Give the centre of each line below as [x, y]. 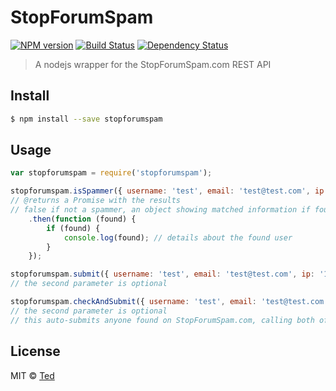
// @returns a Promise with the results [96, 201]
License [35, 351]
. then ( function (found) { [82, 219]
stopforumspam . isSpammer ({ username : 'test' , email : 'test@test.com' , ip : [169, 191]
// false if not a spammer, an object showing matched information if [160, 210]
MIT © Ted [32, 375]
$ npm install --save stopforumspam [86, 119]
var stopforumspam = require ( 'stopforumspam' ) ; [111, 173]
